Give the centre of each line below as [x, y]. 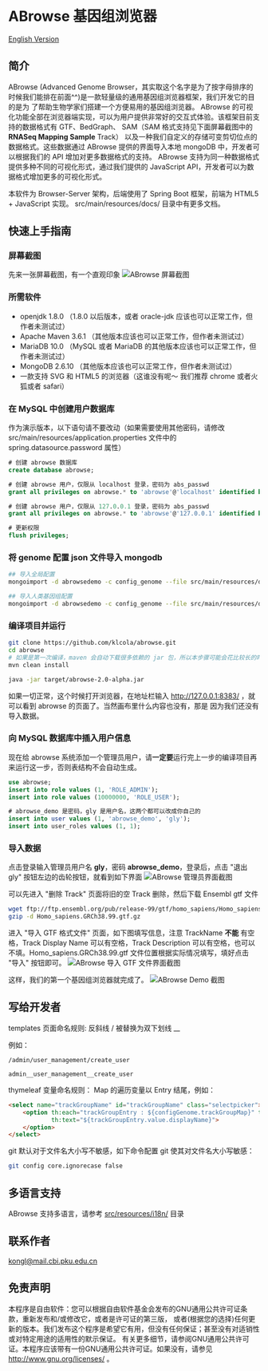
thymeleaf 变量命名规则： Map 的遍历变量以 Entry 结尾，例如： [112, 1089]
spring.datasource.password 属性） [67, 448]
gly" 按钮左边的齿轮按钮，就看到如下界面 [75, 877]
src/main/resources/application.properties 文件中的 [93, 438]
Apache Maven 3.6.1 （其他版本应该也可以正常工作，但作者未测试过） [134, 336]
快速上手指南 [40, 231]
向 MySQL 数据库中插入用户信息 [70, 738]
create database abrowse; [51, 470]
